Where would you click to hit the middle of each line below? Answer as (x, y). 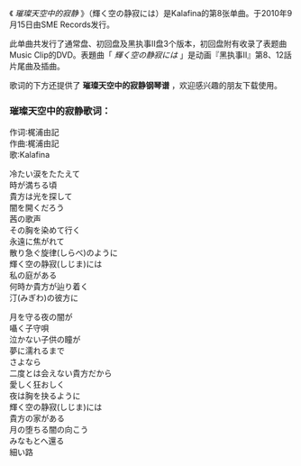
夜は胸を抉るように (45, 396)
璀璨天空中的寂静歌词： (60, 111)
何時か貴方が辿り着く (49, 287)
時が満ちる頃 (33, 185)
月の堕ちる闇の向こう (49, 430)
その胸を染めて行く (45, 230)
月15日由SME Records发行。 (62, 24)
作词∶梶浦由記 (35, 132)
